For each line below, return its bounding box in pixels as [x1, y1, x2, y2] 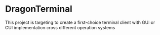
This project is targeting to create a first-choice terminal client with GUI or [5, 19, 156, 25]
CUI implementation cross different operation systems [5, 24, 115, 30]
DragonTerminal [5, 3, 73, 15]
